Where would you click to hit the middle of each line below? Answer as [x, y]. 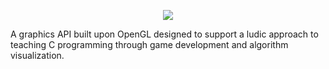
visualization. [37, 55]
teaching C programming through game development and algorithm [149, 44]
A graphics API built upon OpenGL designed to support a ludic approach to [164, 34]
